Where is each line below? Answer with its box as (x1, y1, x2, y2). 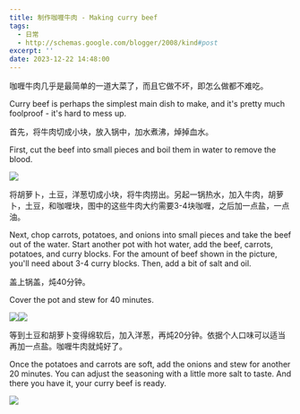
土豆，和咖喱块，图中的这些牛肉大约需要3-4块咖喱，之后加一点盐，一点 (24, 201, 290, 211)
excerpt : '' (9, 47, 54, 56)
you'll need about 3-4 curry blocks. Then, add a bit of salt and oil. (9, 258, 253, 269)
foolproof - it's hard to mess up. (9, 108, 127, 118)
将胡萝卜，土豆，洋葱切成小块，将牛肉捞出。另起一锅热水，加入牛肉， (9, 189, 269, 200)
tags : (9, 22, 30, 30)
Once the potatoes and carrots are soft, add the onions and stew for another (9, 359, 291, 369)
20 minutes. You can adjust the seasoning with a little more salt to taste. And (9, 368, 292, 379)
